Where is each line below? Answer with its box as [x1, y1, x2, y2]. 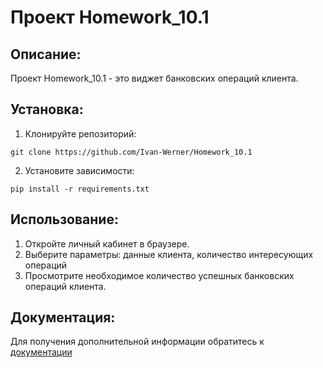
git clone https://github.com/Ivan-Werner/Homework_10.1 [10, 147, 253, 157]
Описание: [10, 46, 82, 63]
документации [10, 346, 73, 358]
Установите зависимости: [24, 164, 135, 176]
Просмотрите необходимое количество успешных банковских [24, 269, 295, 281]
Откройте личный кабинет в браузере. [24, 237, 190, 250]
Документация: [10, 309, 116, 326]
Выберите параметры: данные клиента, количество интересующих [24, 248, 314, 260]
